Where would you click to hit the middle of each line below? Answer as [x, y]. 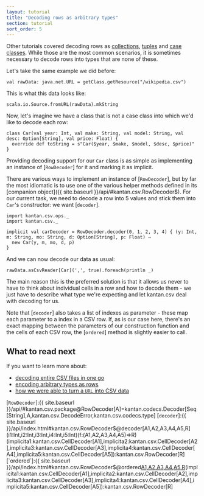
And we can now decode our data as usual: [61, 259]
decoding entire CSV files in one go [60, 378]
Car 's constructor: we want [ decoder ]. [53, 205]
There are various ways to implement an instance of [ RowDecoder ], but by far [101, 179]
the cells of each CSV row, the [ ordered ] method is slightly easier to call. [97, 332]
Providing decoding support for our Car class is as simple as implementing [100, 161]
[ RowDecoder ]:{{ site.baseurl [40, 403]
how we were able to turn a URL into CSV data [72, 391]
